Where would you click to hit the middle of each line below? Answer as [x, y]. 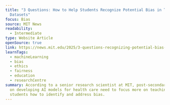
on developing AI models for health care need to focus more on [79, 90]
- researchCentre [28, 80]
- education [23, 76]
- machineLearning [29, 57]
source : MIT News [24, 24]
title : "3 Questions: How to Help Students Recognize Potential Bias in [83, 10]
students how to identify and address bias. [57, 94]
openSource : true [24, 43]
